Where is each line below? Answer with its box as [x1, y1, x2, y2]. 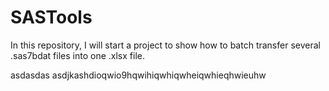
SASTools [10, 6, 93, 29]
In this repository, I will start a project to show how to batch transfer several [10, 39, 321, 51]
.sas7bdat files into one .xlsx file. [10, 49, 145, 61]
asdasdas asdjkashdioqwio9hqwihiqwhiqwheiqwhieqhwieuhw [10, 69, 267, 81]
